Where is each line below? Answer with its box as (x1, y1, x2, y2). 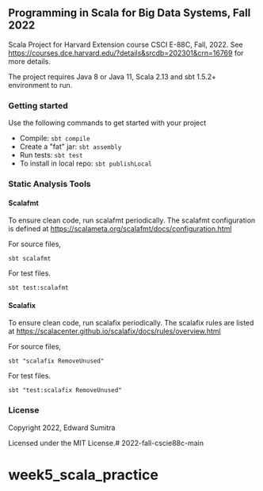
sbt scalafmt (8, 255, 51, 263)
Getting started (8, 100, 69, 111)
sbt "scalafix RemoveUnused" (8, 357, 105, 365)
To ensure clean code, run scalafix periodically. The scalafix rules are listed (8, 318, 254, 328)
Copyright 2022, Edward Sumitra (8, 423, 116, 432)
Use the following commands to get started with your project (8, 118, 207, 128)
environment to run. (8, 80, 73, 89)
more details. (8, 56, 51, 66)
